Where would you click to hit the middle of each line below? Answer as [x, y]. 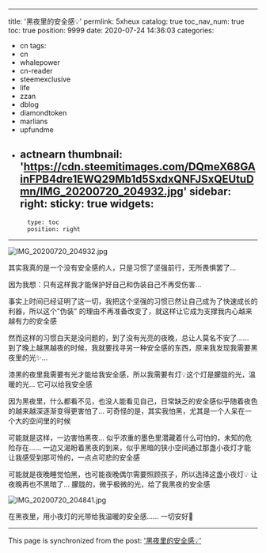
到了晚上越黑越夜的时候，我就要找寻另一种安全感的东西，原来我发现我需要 [129, 347]
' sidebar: [207, 192]
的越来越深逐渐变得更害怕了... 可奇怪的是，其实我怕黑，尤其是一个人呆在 [127, 411]
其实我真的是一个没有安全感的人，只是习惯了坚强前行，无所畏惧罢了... [122, 267]
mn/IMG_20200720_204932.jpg [101, 192]
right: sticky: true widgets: [87, 204]
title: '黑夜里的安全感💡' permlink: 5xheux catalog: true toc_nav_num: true [127, 21]
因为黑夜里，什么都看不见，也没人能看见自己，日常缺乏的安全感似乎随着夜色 [133, 401]
